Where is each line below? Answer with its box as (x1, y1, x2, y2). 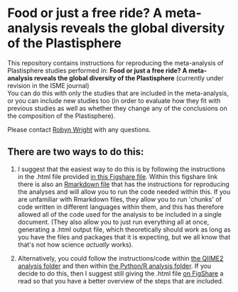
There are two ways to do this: (7, 146, 144, 158)
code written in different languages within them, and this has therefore (17, 202, 224, 211)
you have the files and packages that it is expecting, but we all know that (17, 232, 231, 241)
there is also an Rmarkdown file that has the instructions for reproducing (17, 180, 229, 188)
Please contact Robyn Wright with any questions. (7, 125, 151, 134)
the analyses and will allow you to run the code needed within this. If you (17, 187, 231, 196)
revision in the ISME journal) (7, 81, 90, 90)
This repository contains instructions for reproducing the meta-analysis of (7, 58, 224, 67)
